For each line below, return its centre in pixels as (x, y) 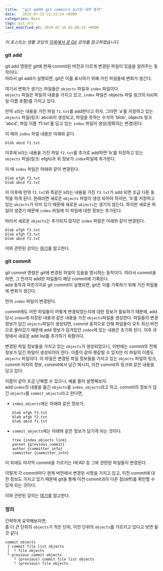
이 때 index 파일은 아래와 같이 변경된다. (42, 169)
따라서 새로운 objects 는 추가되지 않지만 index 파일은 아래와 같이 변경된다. (75, 221)
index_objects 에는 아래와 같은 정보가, (48, 403)
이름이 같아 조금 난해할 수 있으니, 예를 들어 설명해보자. (56, 381)
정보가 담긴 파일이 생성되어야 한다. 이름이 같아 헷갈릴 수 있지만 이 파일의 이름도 (80, 352)
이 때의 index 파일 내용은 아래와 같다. (40, 134)
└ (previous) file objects (41, 564)
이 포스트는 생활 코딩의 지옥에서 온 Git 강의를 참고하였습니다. (62, 42)
